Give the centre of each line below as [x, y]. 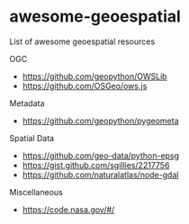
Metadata [27, 103]
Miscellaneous [36, 192]
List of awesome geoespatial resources [82, 41]
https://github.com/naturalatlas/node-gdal [100, 175]
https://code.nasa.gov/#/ [68, 210]
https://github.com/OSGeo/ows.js [85, 85]
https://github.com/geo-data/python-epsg [101, 156]
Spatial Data [32, 138]
